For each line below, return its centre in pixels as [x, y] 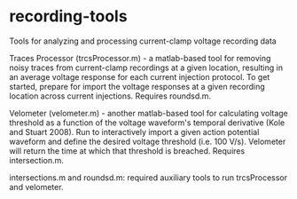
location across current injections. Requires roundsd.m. [110, 96]
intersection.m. [37, 160]
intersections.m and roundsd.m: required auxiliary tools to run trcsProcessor [148, 177]
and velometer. [36, 187]
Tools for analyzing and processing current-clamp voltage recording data [143, 41]
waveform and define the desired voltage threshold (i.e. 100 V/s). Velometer [148, 141]
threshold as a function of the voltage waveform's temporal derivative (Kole [147, 123]
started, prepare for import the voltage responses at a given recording [137, 86]
